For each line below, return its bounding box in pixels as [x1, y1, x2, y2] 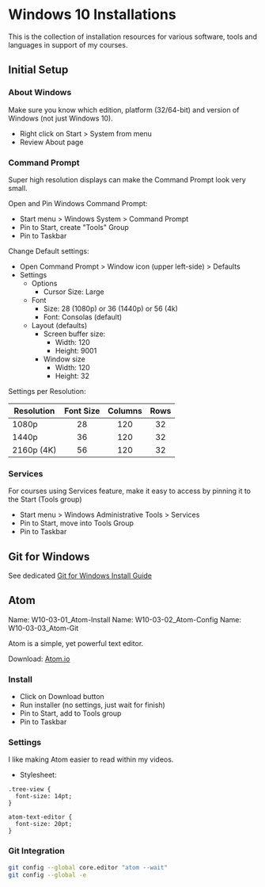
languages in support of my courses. [8, 40, 128, 49]
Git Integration [8, 846, 65, 857]
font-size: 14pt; [15, 793, 73, 801]
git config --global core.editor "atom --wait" [8, 863, 168, 871]
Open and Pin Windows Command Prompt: [8, 198, 148, 208]
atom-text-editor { [8, 813, 73, 821]
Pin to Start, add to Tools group [19, 709, 122, 718]
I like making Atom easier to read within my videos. [8, 755, 174, 764]
